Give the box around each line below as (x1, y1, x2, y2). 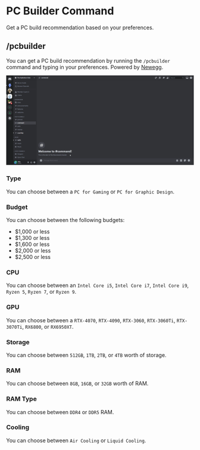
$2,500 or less (14, 254, 51, 261)
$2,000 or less (14, 247, 51, 254)
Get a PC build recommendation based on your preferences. (6, 24, 154, 31)
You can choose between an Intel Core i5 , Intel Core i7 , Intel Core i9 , (6, 282, 189, 289)
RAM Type (6, 395, 37, 403)
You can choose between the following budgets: (6, 217, 125, 224)
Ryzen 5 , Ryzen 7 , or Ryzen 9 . (6, 288, 76, 295)
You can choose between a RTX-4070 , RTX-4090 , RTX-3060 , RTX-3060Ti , (6, 316, 176, 323)
